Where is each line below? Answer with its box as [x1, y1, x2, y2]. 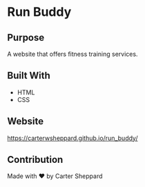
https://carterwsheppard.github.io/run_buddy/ [7, 134, 138, 142]
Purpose [7, 32, 45, 43]
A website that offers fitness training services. [7, 50, 138, 58]
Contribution [7, 154, 64, 166]
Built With [7, 70, 50, 81]
